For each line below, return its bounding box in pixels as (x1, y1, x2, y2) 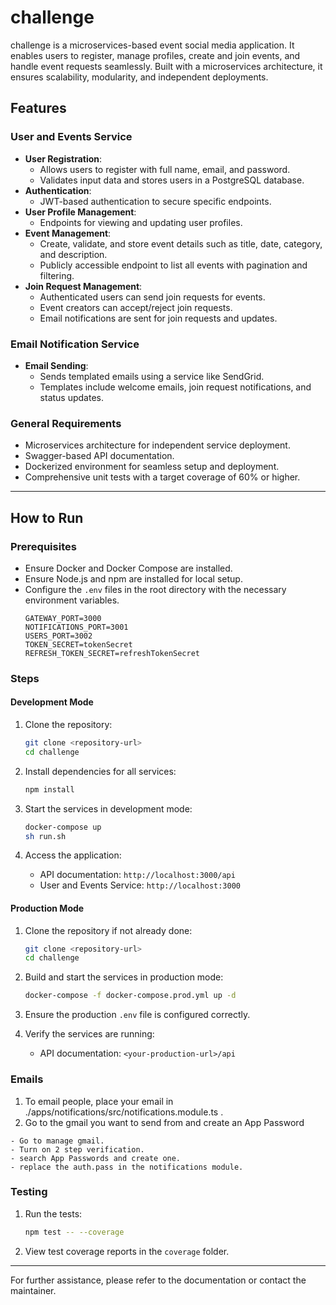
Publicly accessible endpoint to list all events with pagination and (39, 259, 308, 271)
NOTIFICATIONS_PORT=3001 (24, 622, 129, 632)
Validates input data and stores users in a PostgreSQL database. (39, 174, 305, 186)
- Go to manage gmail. (10, 1136, 105, 1146)
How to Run (10, 509, 84, 526)
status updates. (39, 391, 104, 403)
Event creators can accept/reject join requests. (39, 301, 233, 313)
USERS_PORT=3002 (24, 631, 93, 641)
